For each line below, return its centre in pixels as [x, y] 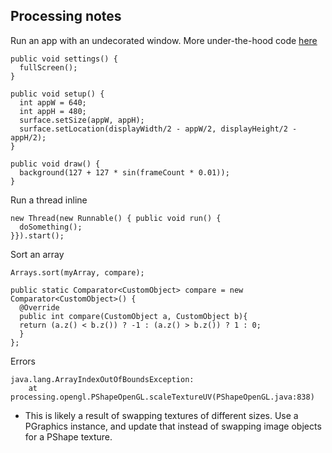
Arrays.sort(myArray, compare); [77, 272]
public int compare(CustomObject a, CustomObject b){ [133, 316]
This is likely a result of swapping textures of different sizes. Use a [161, 415]
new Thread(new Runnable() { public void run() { [116, 218]
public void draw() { [55, 164]
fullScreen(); [48, 67]
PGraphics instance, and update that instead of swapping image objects [173, 426]
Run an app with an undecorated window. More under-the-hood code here [164, 40]
